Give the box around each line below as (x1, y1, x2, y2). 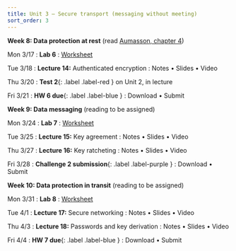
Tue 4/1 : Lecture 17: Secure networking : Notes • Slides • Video (7, 208, 194, 216)
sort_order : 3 (7, 17, 49, 24)
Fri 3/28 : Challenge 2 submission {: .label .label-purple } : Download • (7, 160, 213, 168)
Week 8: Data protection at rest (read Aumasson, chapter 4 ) (7, 36, 184, 45)
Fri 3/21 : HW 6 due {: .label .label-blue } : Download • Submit (7, 91, 185, 100)
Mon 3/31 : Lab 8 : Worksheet (7, 194, 93, 203)
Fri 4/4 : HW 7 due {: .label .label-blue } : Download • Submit (7, 235, 182, 244)
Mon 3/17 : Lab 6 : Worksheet (7, 50, 93, 59)
